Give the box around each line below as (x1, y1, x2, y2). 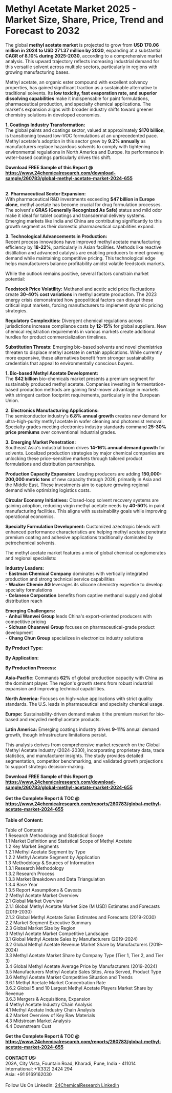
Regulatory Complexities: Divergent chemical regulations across (5, 317, 143, 324)
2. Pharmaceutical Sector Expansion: (5, 190, 86, 196)
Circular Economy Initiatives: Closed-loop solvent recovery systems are (5, 497, 159, 503)
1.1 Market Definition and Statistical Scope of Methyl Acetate (5, 838, 132, 844)
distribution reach (5, 598, 42, 604)
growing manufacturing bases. (5, 69, 70, 75)
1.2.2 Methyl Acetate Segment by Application (5, 854, 100, 860)
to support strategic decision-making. (5, 763, 85, 769)
